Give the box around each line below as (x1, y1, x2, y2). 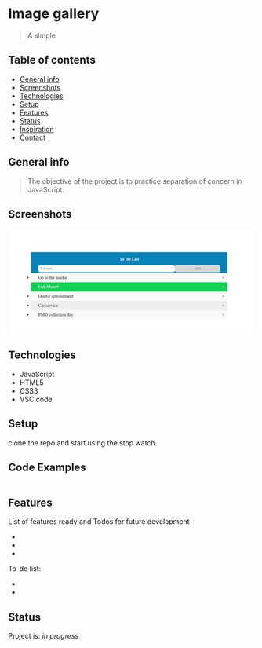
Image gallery (8, 5, 100, 23)
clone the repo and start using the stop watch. (8, 437, 158, 448)
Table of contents (8, 53, 96, 67)
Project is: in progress (8, 632, 79, 641)
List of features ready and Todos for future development (8, 517, 190, 526)
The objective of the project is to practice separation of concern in (27, 176, 242, 185)
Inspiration (19, 124, 54, 134)
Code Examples (8, 461, 86, 474)
